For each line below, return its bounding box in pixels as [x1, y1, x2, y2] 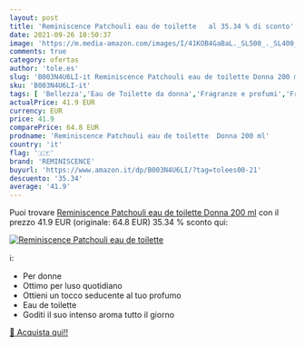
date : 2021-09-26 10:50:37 [9, 30, 112, 39]
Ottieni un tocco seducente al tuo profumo [22, 290, 182, 301]
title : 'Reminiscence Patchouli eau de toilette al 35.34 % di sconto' [9, 22, 295, 31]
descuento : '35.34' [9, 173, 84, 183]
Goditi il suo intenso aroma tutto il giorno [22, 310, 175, 321]
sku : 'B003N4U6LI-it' [9, 81, 92, 90]
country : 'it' [9, 140, 64, 149]
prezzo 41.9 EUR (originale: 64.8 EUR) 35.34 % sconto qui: [9, 217, 229, 228]
